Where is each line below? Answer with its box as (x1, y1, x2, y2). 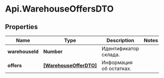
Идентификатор (102, 45, 139, 52)
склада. (102, 51, 120, 58)
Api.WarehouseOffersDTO (5, 3, 114, 15)
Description (106, 37, 134, 44)
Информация (102, 59, 133, 66)
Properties (5, 23, 38, 31)
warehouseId (7, 48, 39, 55)
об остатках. (102, 65, 132, 72)
